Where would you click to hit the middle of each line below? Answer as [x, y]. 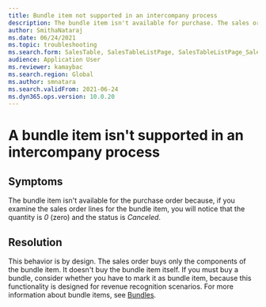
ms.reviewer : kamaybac [46, 67]
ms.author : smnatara [42, 81]
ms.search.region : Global [51, 74]
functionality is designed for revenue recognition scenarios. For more [121, 286]
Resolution [35, 242]
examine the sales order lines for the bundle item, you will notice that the [127, 209]
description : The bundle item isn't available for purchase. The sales [129, 23]
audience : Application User [55, 60]
